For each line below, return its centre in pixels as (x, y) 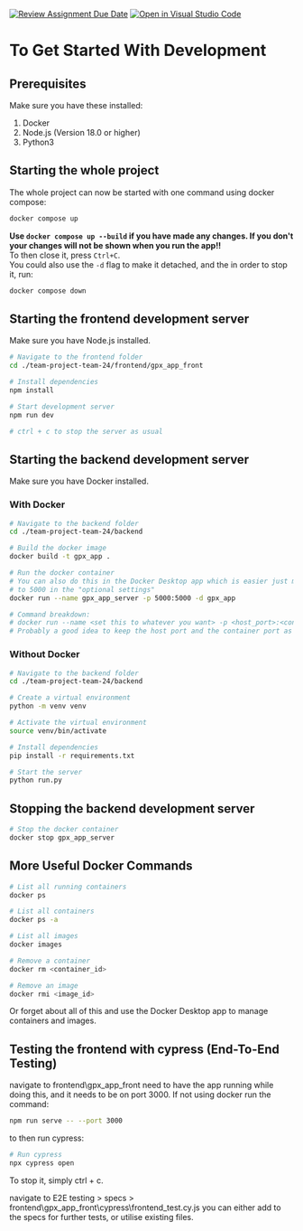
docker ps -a (34, 920)
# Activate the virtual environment (78, 723)
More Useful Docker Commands (101, 866)
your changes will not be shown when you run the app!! (115, 245)
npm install (32, 390)
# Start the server (46, 772)
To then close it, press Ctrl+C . (65, 255)
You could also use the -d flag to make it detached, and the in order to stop (149, 264)
